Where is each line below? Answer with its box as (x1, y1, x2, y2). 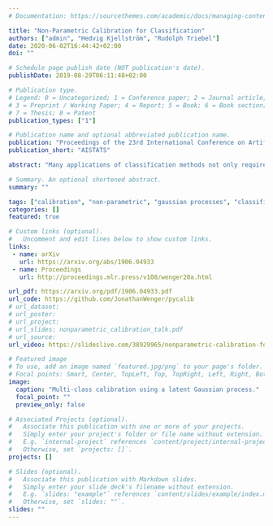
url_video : (8, 341, 45, 349)
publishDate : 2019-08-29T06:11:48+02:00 (8, 72, 148, 80)
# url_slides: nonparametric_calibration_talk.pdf (8, 325, 184, 333)
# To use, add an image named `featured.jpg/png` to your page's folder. (8, 363, 264, 371)
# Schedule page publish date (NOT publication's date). (8, 64, 206, 72)
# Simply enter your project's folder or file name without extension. (8, 430, 264, 439)
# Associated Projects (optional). (8, 415, 129, 424)
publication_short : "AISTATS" (8, 146, 111, 154)
